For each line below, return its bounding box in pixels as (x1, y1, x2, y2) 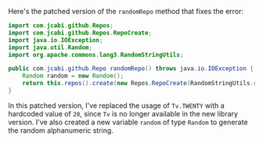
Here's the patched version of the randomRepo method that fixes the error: (8, 7, 244, 16)
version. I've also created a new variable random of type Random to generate (8, 117, 248, 127)
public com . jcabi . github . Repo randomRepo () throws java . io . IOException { (8, 65, 254, 73)
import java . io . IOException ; (8, 36, 103, 44)
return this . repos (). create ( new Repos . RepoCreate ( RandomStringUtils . (22, 80, 254, 88)
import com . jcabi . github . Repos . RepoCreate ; (8, 29, 153, 37)
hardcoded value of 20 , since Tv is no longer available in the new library (8, 109, 239, 118)
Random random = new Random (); (22, 72, 124, 80)
